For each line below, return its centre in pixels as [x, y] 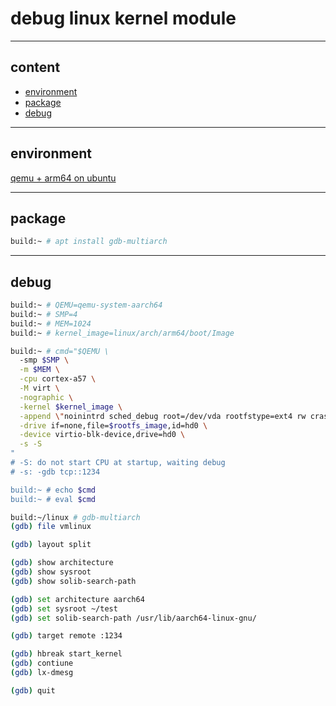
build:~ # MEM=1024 [51, 323]
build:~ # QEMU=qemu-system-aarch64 [86, 305]
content [35, 67]
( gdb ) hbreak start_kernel [66, 654]
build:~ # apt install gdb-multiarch [89, 242]
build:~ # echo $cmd [53, 490]
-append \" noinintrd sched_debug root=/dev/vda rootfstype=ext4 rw [163, 416]
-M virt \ [39, 388]
